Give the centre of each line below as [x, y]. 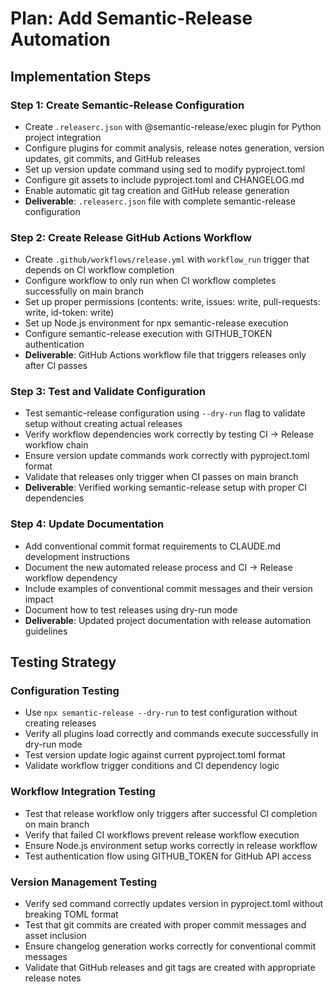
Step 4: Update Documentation [87, 524]
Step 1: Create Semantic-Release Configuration [127, 105]
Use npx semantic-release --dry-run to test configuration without [161, 713]
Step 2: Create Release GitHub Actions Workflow [131, 237]
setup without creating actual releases [103, 424]
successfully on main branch [84, 291]
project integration [63, 137]
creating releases [60, 723]
